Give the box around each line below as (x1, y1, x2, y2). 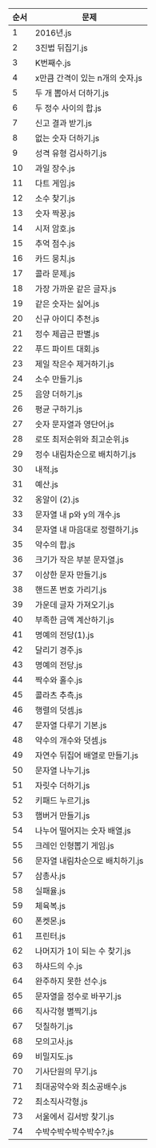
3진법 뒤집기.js (34, 43, 88, 53)
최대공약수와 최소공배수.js (34, 1081, 127, 1092)
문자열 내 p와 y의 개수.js (34, 509, 121, 520)
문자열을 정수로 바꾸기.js (34, 991, 122, 1002)
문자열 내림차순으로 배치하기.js (34, 855, 144, 866)
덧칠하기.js (34, 1021, 74, 1032)
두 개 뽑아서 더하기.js (34, 88, 110, 99)
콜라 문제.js (34, 268, 76, 279)
